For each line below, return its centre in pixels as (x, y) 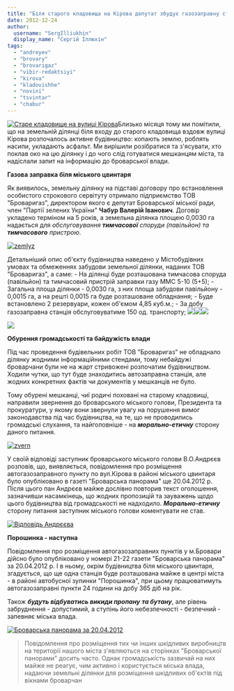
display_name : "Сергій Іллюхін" (61, 40)
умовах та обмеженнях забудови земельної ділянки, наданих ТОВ (106, 267)
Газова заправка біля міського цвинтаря (69, 174)
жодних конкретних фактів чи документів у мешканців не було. (102, 381)
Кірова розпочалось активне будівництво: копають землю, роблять (108, 138)
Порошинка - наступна (42, 537)
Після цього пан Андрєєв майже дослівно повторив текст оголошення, (113, 489)
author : (18, 26)
